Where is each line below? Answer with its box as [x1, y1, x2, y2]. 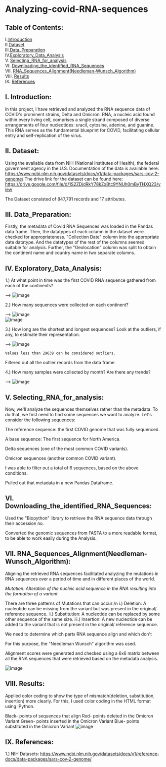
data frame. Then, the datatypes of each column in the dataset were [5, 229, 144, 235]
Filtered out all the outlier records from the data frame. [5, 360, 116, 366]
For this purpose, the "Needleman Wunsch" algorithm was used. [5, 640, 137, 646]
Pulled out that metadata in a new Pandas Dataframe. [5, 480, 114, 486]
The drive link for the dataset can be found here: [24, 176, 124, 182]
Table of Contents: [5, 23, 64, 32]
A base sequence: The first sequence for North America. [5, 436, 121, 442]
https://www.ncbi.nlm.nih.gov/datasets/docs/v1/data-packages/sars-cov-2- [5, 170, 160, 177]
